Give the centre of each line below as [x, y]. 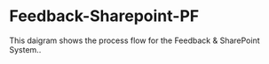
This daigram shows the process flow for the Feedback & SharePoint [134, 40]
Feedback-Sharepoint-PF [104, 16]
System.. [25, 49]
